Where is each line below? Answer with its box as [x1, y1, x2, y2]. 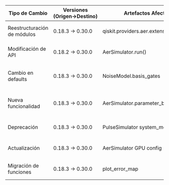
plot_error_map [102, 165, 138, 172]
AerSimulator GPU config [102, 145, 162, 151]
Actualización [8, 145, 40, 151]
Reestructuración [8, 25, 49, 31]
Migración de [8, 162, 39, 169]
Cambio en [8, 69, 34, 76]
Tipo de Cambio [8, 10, 48, 17]
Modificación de [8, 45, 46, 52]
